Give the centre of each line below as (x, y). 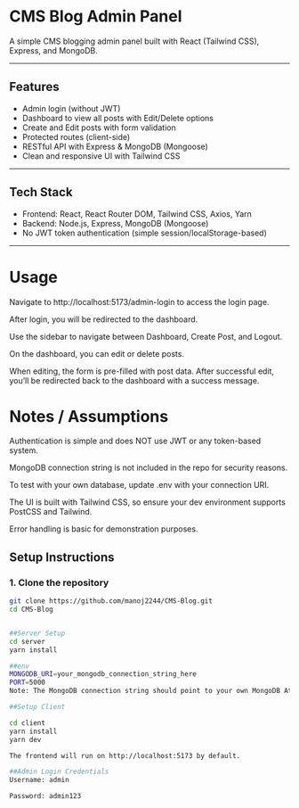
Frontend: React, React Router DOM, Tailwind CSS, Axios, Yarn (137, 214)
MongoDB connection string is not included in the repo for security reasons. (149, 468)
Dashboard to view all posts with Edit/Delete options (117, 118)
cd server (28, 641)
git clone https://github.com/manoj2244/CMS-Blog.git (111, 601)
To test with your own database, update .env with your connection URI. (139, 485)
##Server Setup (37, 633)
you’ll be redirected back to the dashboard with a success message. (134, 380)
